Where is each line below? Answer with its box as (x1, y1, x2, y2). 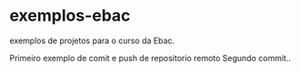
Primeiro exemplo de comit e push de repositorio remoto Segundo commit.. (9, 52, 291, 63)
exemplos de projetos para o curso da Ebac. (9, 35, 175, 46)
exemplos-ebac (9, 5, 131, 26)
